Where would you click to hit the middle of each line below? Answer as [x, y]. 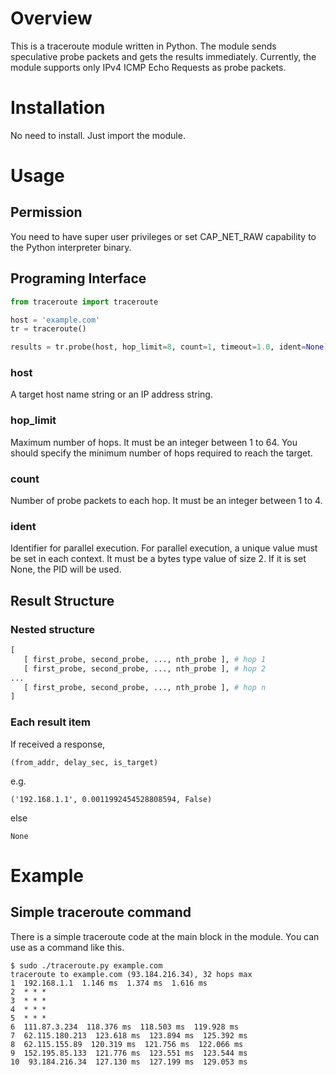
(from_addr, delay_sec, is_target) [84, 762]
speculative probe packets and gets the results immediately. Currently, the [163, 56]
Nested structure [52, 629]
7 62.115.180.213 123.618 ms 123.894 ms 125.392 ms [129, 1035]
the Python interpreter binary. [71, 247]
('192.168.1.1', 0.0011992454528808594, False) [111, 799]
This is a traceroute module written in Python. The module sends [143, 46]
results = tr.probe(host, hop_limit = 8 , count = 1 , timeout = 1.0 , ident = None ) [169, 347]
